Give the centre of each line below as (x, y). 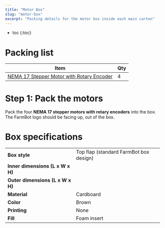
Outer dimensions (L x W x (39, 180)
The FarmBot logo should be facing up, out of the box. (60, 117)
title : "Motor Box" (25, 10)
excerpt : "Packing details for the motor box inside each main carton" (80, 19)
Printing (17, 210)
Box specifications (44, 137)
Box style (19, 155)
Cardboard (88, 195)
